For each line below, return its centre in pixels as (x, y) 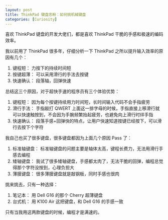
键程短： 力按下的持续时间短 (42, 68)
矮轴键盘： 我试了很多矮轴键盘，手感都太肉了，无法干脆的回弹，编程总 (86, 161)
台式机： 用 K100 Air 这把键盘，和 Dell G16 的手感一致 (68, 201)
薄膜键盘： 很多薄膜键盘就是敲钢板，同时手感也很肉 (66, 174)
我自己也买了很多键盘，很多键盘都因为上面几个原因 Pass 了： (68, 138)
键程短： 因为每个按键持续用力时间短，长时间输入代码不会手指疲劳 (81, 102)
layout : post (19, 10)
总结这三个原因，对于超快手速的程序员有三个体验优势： (62, 92)
